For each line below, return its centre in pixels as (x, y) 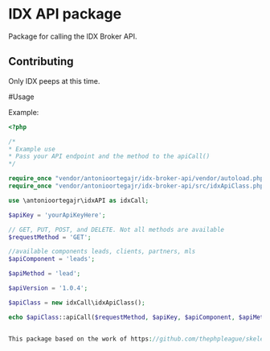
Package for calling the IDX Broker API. (73, 36)
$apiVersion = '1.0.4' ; (48, 288)
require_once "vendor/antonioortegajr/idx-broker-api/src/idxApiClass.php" (138, 186)
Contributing (41, 62)
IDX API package (65, 14)
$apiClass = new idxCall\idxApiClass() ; (77, 303)
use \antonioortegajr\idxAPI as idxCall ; (79, 200)
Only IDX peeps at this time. (54, 81)
